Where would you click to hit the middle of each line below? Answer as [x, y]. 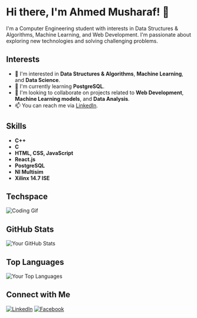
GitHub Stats [30, 229]
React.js [25, 159]
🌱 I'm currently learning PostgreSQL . [60, 86]
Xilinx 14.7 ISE [32, 178]
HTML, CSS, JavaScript [44, 153]
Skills [16, 126]
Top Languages [35, 262]
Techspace [27, 196]
